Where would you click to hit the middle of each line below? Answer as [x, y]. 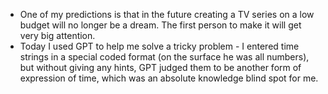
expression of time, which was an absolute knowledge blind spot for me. [169, 78]
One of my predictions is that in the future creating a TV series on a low [167, 14]
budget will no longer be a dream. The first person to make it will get [160, 25]
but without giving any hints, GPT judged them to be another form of [160, 67]
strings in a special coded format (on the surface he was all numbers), [164, 57]
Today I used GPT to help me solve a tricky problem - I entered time [159, 46]
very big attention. [57, 35]
